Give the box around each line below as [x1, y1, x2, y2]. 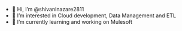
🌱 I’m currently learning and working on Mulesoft [11, 18, 133, 25]
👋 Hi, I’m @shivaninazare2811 [11, 6, 84, 13]
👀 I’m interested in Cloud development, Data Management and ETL [11, 12, 177, 19]
